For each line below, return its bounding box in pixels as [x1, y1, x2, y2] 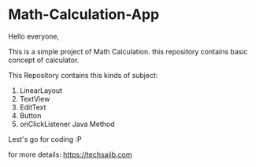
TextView [19, 94, 50, 103]
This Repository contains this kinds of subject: [8, 70, 158, 80]
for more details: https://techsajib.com [8, 150, 132, 159]
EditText [19, 102, 46, 112]
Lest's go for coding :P [8, 134, 82, 143]
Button [19, 110, 42, 120]
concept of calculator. [8, 55, 80, 65]
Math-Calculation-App [8, 6, 160, 24]
